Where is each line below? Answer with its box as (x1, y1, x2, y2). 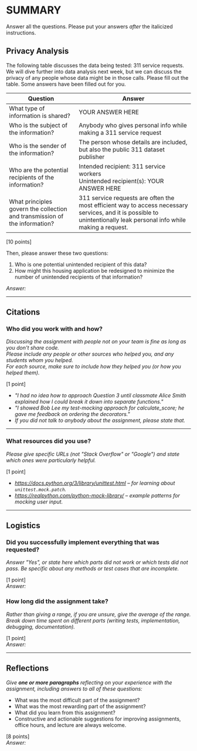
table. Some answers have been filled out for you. (6, 80, 126, 87)
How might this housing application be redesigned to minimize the (14, 267, 175, 274)
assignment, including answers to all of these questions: (6, 685, 142, 692)
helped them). (6, 369, 40, 376)
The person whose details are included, (79, 138, 188, 146)
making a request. (79, 223, 128, 231)
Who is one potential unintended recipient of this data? (14, 261, 147, 268)
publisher (79, 153, 105, 161)
